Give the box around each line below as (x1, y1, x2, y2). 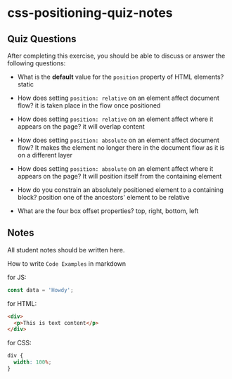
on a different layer (17, 151, 72, 159)
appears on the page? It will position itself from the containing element (17, 172, 222, 180)
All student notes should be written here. (7, 245, 125, 254)
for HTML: (7, 299, 37, 307)
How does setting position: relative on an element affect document (17, 94, 219, 102)
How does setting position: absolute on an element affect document (17, 136, 219, 144)
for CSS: (7, 339, 32, 347)
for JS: (7, 273, 27, 281)
